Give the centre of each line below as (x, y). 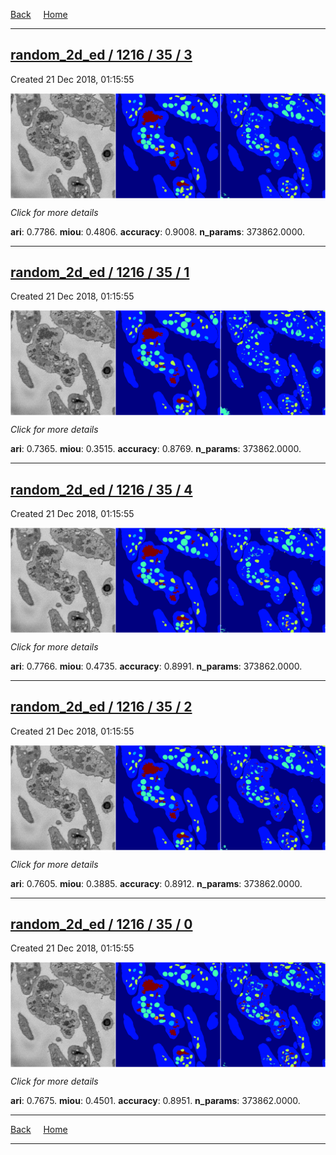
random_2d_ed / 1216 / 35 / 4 (101, 489)
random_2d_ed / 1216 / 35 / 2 (101, 707)
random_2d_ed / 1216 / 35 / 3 (101, 55)
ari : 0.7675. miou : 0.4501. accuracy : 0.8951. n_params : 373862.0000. (155, 1101)
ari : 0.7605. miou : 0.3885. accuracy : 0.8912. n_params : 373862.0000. (156, 883)
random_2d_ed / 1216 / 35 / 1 (100, 272)
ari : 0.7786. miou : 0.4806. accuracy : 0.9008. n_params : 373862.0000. (157, 231)
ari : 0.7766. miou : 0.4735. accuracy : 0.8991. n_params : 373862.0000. (156, 666)
